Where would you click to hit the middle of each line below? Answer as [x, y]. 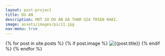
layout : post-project [29, 10]
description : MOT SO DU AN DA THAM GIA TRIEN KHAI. [62, 19]
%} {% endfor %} [24, 49]
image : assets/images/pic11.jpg [40, 24]
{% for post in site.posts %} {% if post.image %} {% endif [83, 43]
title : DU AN [19, 15]
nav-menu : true [22, 29]
